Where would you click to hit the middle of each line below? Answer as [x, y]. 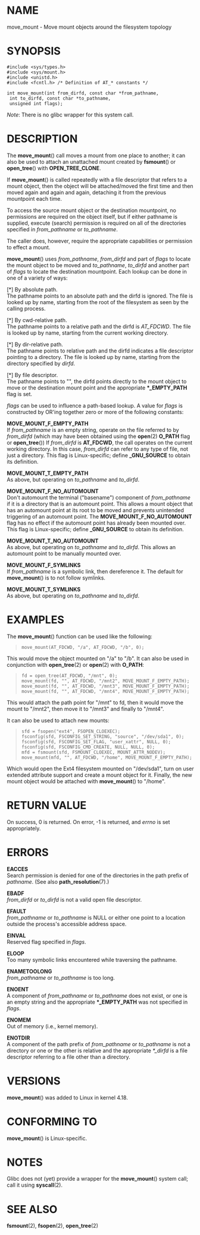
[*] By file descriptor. [32, 375]
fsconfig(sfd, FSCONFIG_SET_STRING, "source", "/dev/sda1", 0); [103, 736]
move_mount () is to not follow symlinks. [56, 578]
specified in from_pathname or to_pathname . [62, 229]
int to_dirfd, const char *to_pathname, [60, 98]
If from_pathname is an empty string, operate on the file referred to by [93, 430]
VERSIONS [34, 1081]
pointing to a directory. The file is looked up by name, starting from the [93, 357]
